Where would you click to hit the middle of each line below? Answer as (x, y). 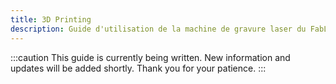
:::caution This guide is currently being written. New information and (150, 57)
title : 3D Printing (51, 19)
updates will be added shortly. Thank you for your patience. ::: (138, 68)
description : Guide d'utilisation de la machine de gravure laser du (158, 29)
